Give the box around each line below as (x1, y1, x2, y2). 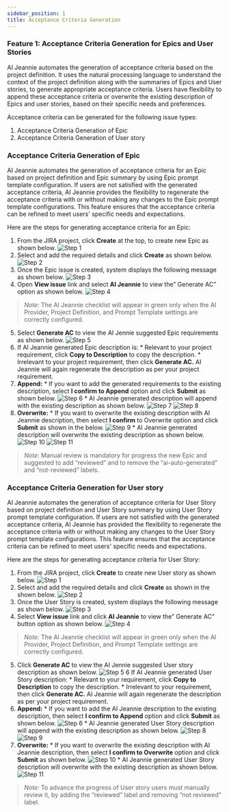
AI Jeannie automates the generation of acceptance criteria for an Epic (7, 166, 207, 175)
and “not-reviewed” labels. (23, 466, 99, 474)
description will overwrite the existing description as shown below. (16, 431, 204, 439)
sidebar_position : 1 (7, 10, 66, 17)
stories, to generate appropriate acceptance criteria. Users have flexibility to (7, 85, 222, 93)
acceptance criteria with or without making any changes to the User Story (7, 527, 215, 536)
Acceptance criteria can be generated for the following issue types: (7, 112, 198, 121)
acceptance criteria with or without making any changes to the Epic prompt (7, 195, 219, 204)
